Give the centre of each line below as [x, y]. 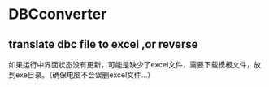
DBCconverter [58, 14]
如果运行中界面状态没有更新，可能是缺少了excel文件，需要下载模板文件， [131, 65]
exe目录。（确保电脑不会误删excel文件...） [85, 75]
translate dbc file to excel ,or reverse [103, 44]
